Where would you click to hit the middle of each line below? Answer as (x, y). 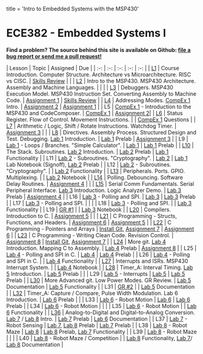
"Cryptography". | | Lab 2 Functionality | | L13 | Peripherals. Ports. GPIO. (96, 171)
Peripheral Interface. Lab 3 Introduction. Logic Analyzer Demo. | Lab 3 (94, 190)
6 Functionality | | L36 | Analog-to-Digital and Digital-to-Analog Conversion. (101, 312)
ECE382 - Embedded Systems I (86, 33)
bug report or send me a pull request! (54, 56)
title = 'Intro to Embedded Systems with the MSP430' (73, 9)
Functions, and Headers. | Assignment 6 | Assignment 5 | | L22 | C (89, 222)
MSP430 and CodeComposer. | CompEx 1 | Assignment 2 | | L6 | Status (95, 113)
